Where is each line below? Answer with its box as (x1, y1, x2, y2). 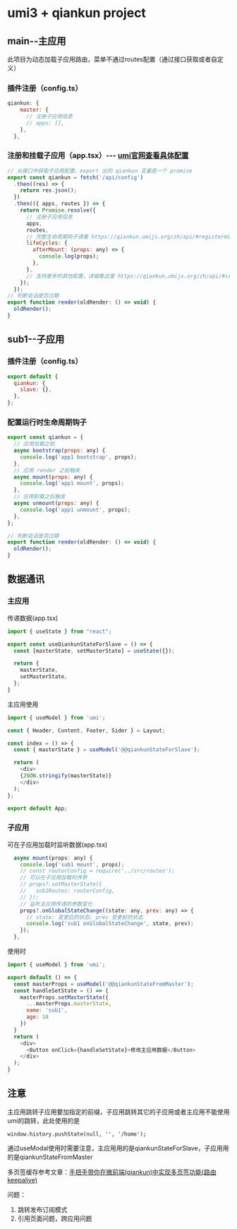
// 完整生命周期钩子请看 (25, 233, 89, 240)
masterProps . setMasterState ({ (20, 993, 109, 1001)
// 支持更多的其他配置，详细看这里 (25, 273, 115, 280)
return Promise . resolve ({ (20, 207, 97, 214)
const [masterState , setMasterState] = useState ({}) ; (13, 647, 175, 654)
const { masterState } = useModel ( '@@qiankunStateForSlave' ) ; (13, 746, 200, 753)
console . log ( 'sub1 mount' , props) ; (20, 861, 125, 868)
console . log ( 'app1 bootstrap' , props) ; (20, 453, 138, 461)
